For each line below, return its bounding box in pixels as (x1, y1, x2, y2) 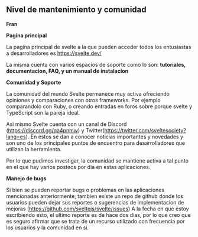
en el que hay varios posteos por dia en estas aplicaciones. (6, 163, 151, 170)
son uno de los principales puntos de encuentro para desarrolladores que (6, 139, 185, 147)
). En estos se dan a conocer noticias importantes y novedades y (25, 133, 184, 140)
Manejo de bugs (6, 174, 47, 182)
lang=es (6, 133, 26, 140)
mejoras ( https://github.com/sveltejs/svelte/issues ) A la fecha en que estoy (6, 205, 189, 212)
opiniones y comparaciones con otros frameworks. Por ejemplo (6, 96, 161, 103)
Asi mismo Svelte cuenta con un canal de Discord (6, 121, 127, 128)
